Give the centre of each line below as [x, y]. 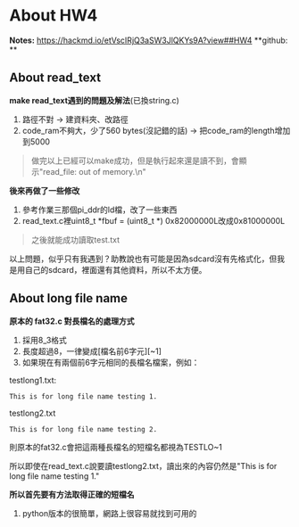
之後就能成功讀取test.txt [75, 239]
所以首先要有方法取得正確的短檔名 [72, 494]
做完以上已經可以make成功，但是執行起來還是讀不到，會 [135, 161]
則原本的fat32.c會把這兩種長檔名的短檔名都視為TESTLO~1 [116, 447]
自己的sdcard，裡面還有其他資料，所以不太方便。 [116, 269]
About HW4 [54, 16]
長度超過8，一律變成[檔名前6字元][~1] [92, 351]
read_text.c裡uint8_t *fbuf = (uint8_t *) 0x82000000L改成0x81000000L [154, 220]
